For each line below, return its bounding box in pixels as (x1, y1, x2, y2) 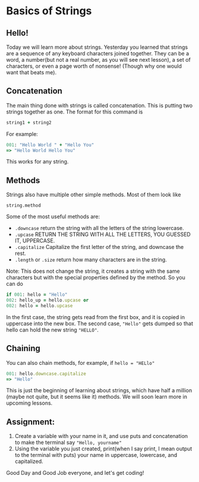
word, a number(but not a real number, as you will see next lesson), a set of (6, 56, 191, 63)
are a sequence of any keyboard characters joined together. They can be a (6, 50, 189, 57)
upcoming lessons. (6, 399, 53, 407)
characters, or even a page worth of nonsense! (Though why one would (6, 62, 182, 70)
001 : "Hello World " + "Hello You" (6, 141, 94, 148)
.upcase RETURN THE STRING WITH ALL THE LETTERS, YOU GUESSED (14, 231, 191, 238)
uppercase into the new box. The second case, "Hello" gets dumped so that (6, 320, 193, 327)
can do (6, 281, 24, 288)
